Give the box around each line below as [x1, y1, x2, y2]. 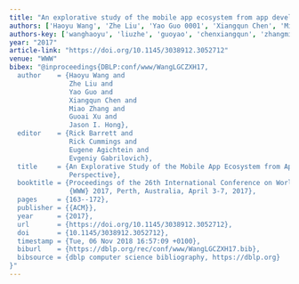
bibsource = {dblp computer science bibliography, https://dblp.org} [17, 253, 280, 263]
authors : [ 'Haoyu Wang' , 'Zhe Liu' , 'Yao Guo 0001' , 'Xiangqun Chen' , [9, 21, 277, 30]
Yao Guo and [69, 87, 114, 96]
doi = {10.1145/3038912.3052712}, [17, 228, 169, 237]
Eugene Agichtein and [69, 145, 149, 154]
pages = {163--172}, [17, 195, 109, 205]
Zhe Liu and [69, 79, 114, 88]
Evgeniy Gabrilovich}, [69, 153, 153, 163]
